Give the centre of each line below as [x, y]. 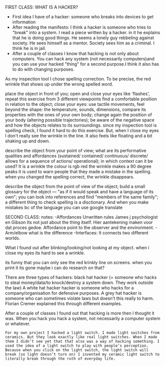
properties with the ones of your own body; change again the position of [79, 115]
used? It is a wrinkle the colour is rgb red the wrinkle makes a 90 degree [78, 166]
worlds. [13, 238]
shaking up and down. [28, 141]
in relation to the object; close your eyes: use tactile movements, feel [75, 104]
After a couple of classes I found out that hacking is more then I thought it [80, 313]
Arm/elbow [16, 233]
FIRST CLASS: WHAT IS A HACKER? [42, 7]
